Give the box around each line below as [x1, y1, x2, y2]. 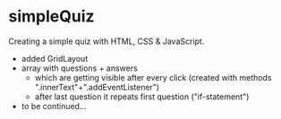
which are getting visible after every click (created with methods [34, 72, 272, 82]
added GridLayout [21, 53, 89, 64]
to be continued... [21, 100, 87, 111]
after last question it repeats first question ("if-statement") [34, 91, 250, 102]
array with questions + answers [21, 63, 138, 73]
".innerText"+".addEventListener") [34, 81, 160, 92]
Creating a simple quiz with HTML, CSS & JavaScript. [8, 36, 205, 47]
